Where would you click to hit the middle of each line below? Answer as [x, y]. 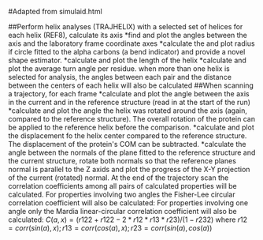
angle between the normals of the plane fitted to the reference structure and [132, 152]
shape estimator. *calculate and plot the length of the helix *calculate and [127, 60]
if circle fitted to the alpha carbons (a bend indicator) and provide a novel [127, 52]
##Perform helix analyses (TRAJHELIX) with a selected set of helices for [126, 26]
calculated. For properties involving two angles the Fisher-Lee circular [122, 194]
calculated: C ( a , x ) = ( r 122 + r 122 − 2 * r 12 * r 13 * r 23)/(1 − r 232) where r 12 [128, 219]
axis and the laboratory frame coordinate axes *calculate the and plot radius [131, 43]
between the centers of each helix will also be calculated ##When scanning [131, 85]
